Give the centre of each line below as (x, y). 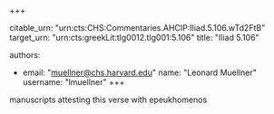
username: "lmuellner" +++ (73, 82)
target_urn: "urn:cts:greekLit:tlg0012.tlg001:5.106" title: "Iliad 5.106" (135, 38)
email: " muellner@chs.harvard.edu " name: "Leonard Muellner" (139, 72)
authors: (25, 55)
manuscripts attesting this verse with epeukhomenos (108, 100)
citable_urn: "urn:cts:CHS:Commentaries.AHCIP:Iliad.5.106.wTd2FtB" (137, 28)
